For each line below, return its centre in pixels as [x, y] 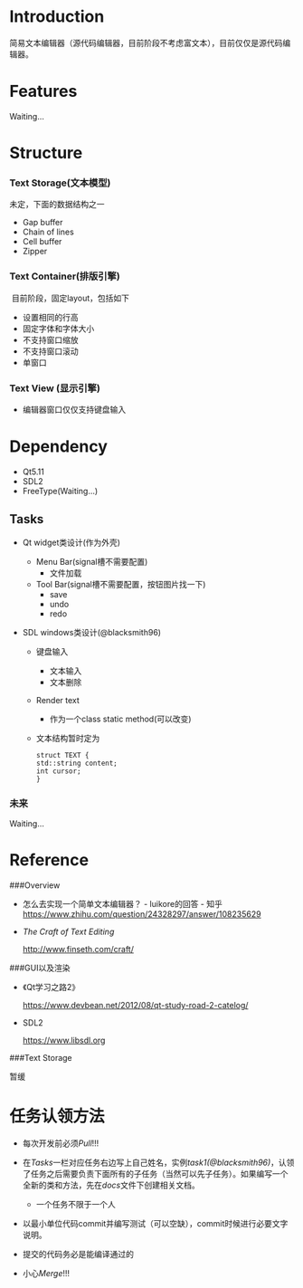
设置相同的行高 [50, 317]
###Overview [35, 885]
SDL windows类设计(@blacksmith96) [91, 632]
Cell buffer [42, 242]
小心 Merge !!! [46, 1273]
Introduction [57, 17]
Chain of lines [48, 232]
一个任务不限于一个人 [76, 1204]
